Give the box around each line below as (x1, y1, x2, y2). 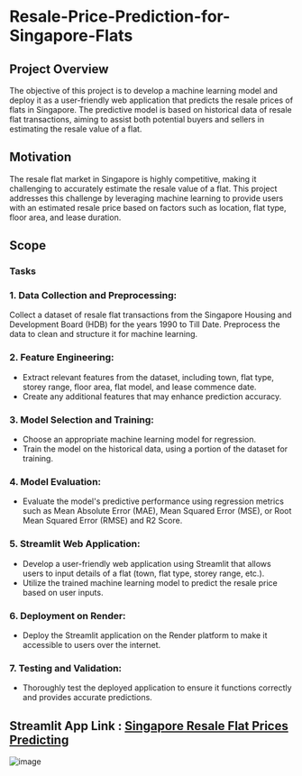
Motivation (9, 150, 72, 165)
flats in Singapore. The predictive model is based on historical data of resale (9, 105, 292, 114)
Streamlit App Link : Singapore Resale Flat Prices (9, 718, 288, 734)
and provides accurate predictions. (22, 692, 153, 703)
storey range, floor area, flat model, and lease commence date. (22, 381, 257, 392)
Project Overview (9, 61, 109, 77)
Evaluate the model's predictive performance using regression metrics (22, 496, 284, 507)
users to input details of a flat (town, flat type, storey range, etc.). (22, 568, 265, 579)
